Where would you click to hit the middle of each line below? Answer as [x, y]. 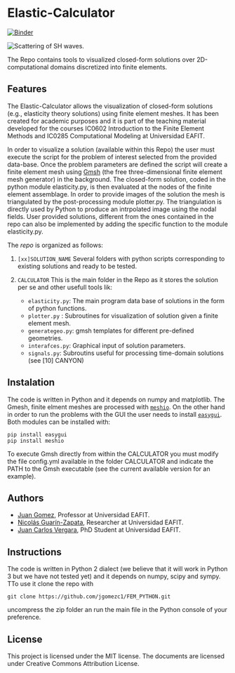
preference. [24, 617]
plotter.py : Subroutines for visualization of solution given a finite [123, 315]
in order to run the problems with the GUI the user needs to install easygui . [115, 414]
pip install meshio [36, 441]
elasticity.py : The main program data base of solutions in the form [126, 300]
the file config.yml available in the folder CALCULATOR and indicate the [110, 461]
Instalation [31, 383]
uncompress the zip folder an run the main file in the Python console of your [117, 610]
